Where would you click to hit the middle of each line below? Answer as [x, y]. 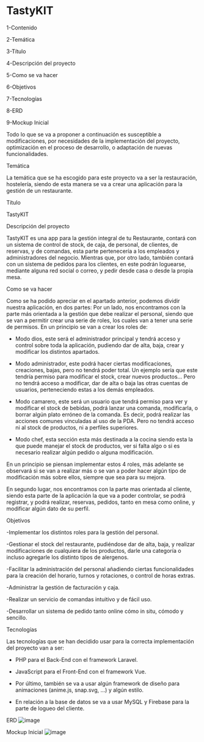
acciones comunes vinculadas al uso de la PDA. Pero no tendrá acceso [104, 421]
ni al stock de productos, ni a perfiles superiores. [77, 427]
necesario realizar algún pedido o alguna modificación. [84, 452]
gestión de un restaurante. [40, 190]
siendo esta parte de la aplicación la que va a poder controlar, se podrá [96, 495]
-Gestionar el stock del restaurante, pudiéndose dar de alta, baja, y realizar [101, 544]
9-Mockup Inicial [27, 122]
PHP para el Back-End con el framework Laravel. [77, 659]
